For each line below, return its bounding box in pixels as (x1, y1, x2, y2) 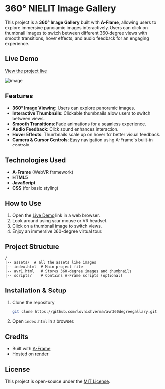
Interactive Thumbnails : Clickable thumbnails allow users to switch (12, 110, 151, 116)
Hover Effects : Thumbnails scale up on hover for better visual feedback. (12, 131, 161, 137)
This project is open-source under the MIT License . (5, 378, 110, 384)
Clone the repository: (12, 299, 56, 305)
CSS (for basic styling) (12, 185, 59, 191)
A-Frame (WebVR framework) (12, 169, 74, 175)
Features (5, 92, 33, 100)
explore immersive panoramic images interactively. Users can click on (5, 24, 148, 30)
